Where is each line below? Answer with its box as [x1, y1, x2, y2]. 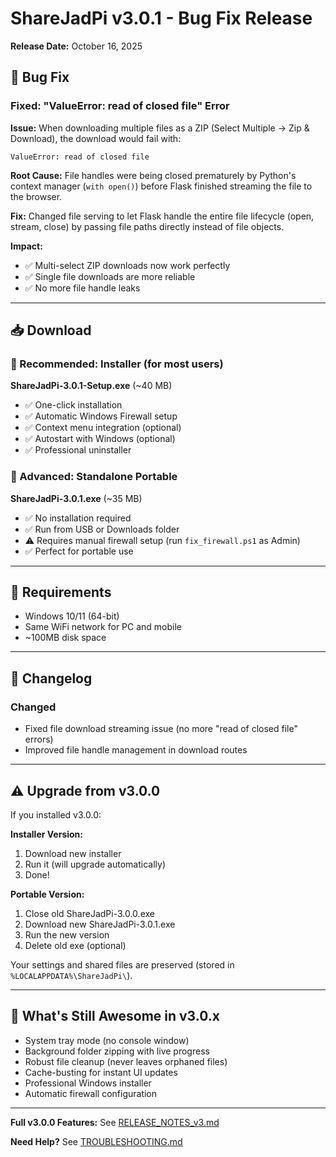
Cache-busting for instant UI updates [24, 1066, 178, 1078]
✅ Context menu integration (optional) [24, 422, 182, 434]
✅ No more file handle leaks [24, 282, 141, 294]
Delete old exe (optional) [24, 939, 127, 951]
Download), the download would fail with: [10, 132, 182, 144]
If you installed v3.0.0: [10, 808, 102, 821]
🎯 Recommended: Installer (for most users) [10, 357, 224, 371]
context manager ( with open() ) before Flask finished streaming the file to [10, 180, 313, 192]
